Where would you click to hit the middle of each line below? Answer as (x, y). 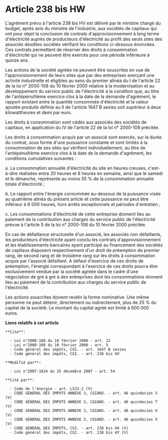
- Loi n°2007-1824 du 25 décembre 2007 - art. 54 (62, 371)
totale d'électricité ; (25, 184)
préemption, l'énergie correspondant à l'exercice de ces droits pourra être (81, 266)
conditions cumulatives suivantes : (41, 158)
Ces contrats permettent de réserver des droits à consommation (71, 49)
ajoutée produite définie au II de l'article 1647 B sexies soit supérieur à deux (83, 107)
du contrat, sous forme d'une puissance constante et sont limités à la (76, 142)
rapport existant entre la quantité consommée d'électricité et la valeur (77, 101)
